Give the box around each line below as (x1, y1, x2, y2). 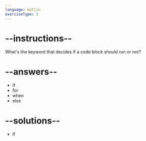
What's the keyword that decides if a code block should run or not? (5, 49, 142, 55)
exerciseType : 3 (5, 12, 38, 17)
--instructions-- (5, 33, 72, 44)
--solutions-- (5, 115, 60, 126)
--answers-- (5, 66, 58, 77)
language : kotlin (5, 7, 41, 12)
